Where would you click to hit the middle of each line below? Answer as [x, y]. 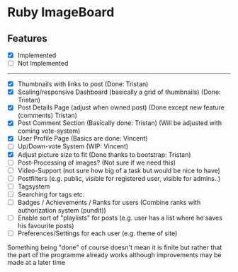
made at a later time [36, 263]
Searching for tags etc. [51, 194]
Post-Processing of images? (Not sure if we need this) [96, 162]
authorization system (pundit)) [62, 210]
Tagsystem [34, 186]
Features [27, 39]
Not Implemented [43, 64]
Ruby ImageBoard [61, 12]
